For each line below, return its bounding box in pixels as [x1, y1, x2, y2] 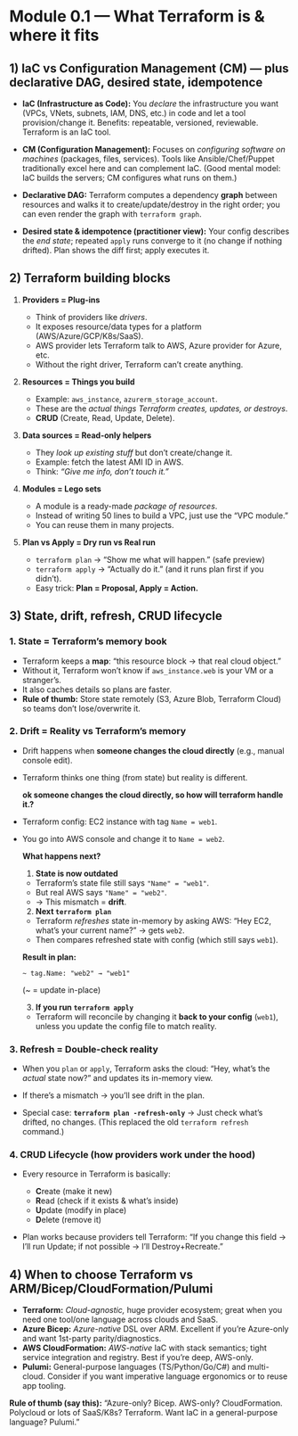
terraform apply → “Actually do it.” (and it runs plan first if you [35, 564, 264, 574]
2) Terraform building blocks [9, 270, 171, 286]
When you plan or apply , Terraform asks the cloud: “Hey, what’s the [21, 1063, 270, 1074]
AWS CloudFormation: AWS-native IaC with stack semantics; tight [21, 1342, 267, 1353]
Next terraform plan [35, 905, 112, 916]
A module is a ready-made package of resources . [35, 500, 218, 511]
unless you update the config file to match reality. [35, 1020, 217, 1031]
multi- [247, 1362, 270, 1373]
